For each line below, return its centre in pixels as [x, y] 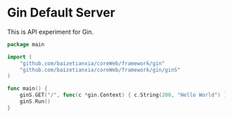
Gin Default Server [61, 13]
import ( [20, 57]
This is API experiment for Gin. [50, 32]
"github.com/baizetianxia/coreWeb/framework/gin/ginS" [100, 70]
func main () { [28, 89]
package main [26, 44]
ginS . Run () [35, 101]
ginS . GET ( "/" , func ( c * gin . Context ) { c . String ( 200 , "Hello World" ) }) [125, 95]
